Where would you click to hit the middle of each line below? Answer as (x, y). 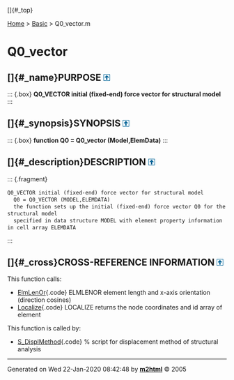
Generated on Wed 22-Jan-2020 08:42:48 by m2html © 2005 (97, 370)
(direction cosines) (44, 300)
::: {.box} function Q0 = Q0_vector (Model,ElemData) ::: (88, 140)
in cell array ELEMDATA (42, 227)
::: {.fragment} (28, 179)
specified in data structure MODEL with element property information (118, 220)
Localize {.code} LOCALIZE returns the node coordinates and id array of (120, 307)
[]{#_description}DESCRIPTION (77, 162)
